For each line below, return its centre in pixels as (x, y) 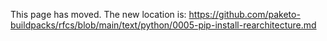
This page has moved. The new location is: (98, 14)
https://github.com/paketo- (244, 14)
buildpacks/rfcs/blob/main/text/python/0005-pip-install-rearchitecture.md (163, 25)
